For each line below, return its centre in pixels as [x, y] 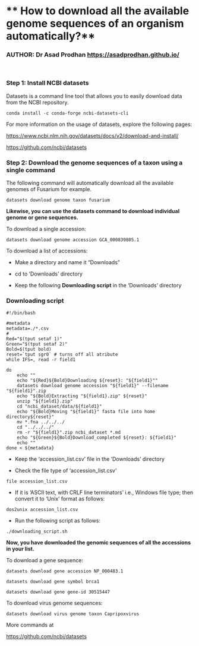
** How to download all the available [98, 11]
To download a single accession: [46, 229]
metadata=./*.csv [28, 329]
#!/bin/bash [21, 313]
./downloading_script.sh [37, 532]
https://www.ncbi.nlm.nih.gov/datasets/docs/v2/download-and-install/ [92, 135]
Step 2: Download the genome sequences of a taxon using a [94, 163]
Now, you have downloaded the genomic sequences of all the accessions [99, 543]
